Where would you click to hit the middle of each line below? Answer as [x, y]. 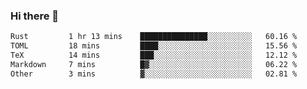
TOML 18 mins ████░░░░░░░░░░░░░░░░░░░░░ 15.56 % [154, 46]
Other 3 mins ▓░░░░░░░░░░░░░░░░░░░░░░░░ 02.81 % [154, 74]
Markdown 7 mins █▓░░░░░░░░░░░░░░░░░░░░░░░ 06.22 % [154, 64]
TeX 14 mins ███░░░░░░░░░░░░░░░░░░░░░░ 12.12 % [154, 55]
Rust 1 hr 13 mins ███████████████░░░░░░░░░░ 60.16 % [154, 37]
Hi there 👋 [35, 16]
